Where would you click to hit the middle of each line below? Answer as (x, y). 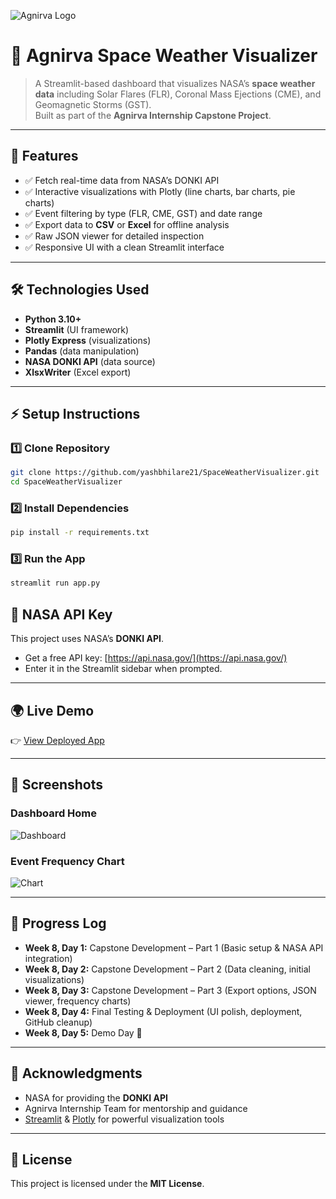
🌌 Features (44, 156)
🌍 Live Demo (52, 710)
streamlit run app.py (55, 583)
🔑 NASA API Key (61, 614)
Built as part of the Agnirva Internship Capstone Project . (153, 115)
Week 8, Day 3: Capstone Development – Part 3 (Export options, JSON (170, 990)
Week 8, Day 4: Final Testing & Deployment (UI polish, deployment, (163, 1011)
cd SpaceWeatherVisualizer (66, 482)
